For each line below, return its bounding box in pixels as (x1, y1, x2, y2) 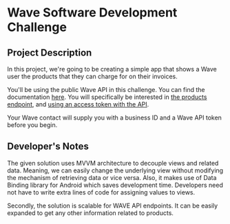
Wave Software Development (7, 5, 178, 21)
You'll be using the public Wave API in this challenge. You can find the (7, 86, 205, 93)
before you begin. (7, 121, 58, 128)
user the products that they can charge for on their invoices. (7, 72, 178, 80)
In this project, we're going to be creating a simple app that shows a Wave (7, 65, 217, 73)
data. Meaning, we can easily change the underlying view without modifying (7, 166, 224, 175)
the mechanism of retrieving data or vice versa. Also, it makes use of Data (7, 173, 217, 181)
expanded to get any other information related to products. (7, 208, 174, 217)
